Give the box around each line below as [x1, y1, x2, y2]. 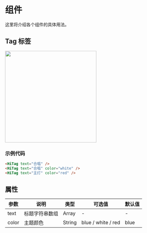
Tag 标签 [5, 37, 31, 45]
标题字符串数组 [24, 211, 58, 217]
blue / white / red [81, 219, 120, 226]
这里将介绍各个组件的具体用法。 [5, 21, 69, 27]
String [63, 219, 77, 226]
